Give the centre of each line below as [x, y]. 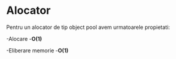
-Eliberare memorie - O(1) [37, 50]
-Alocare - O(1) [24, 39]
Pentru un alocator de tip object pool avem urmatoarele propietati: [88, 27]
